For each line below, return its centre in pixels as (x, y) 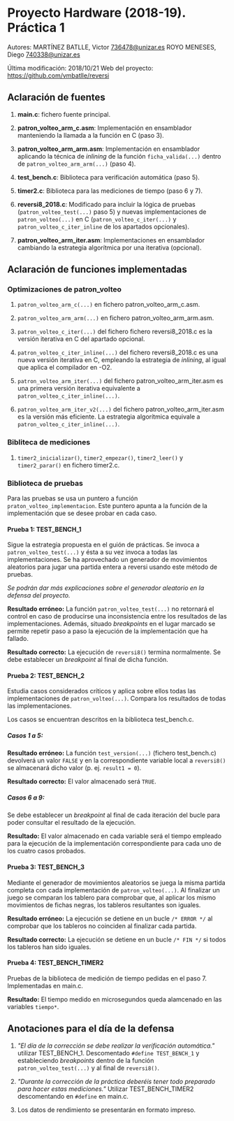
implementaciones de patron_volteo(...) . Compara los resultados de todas (117, 699)
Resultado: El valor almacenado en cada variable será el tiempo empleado (115, 836)
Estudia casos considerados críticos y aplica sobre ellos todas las (102, 691)
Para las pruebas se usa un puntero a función (73, 498)
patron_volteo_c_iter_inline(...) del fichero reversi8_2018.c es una (118, 353)
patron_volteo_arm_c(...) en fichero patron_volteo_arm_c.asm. (109, 305)
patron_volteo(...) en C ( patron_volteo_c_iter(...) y (97, 219)
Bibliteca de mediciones (49, 442)
